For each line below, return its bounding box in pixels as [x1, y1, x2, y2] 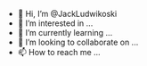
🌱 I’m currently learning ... [17, 28, 113, 37]
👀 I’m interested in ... [17, 18, 94, 29]
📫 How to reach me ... [17, 47, 101, 57]
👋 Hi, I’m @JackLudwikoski [17, 9, 118, 19]
